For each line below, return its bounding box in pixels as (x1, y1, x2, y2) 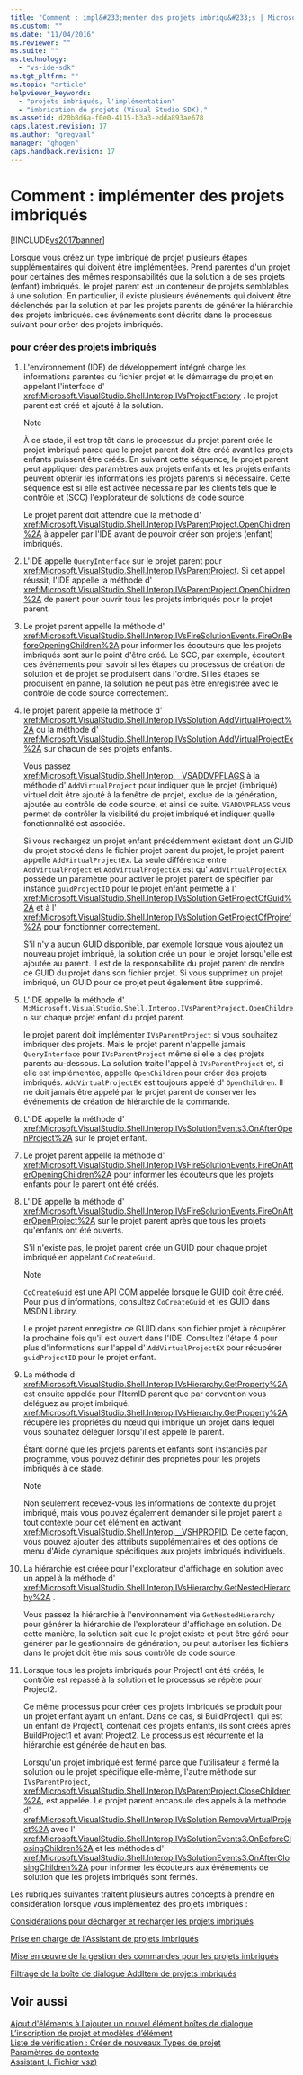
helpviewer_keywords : (10, 88, 92, 97)
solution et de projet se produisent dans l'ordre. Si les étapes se (22, 668, 260, 679)
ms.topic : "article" (10, 80, 88, 89)
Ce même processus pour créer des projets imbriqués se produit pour (22, 1701, 283, 1712)
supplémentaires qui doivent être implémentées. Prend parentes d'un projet (10, 262, 290, 272)
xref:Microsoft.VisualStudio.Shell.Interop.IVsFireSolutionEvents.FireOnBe (22, 630, 293, 641)
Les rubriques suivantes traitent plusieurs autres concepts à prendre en (10, 1889, 275, 1900)
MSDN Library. (22, 1305, 78, 1316)
